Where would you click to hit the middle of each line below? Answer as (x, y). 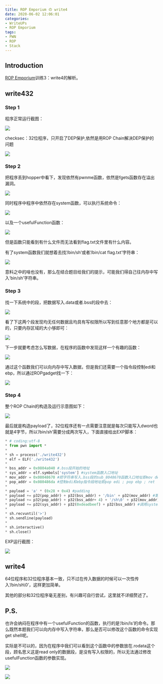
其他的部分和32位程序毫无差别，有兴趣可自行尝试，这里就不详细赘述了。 (78, 595)
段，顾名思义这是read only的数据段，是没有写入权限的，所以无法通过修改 (78, 652)
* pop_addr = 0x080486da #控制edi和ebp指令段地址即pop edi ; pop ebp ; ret (80, 482)
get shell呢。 (18, 635)
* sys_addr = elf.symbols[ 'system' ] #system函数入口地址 (62, 473)
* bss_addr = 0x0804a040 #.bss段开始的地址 (48, 469)
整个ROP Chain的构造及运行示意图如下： (46, 406)
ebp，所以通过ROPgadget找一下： (40, 373)
